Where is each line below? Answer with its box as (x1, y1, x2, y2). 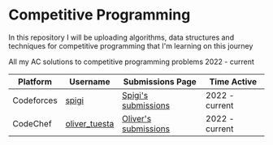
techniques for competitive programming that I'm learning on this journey (8, 41, 253, 50)
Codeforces (12, 95, 58, 106)
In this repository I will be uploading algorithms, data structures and (8, 32, 234, 42)
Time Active (209, 75, 258, 87)
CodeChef (12, 117, 52, 129)
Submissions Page (123, 75, 197, 87)
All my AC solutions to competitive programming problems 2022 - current (8, 57, 254, 66)
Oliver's (121, 113, 152, 124)
